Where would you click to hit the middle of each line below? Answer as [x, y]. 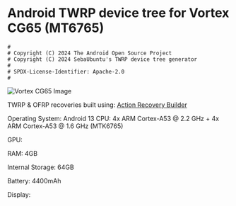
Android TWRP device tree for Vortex [118, 13]
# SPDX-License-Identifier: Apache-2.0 [66, 71]
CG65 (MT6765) [56, 28]
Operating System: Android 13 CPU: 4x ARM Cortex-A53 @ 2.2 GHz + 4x [113, 118]
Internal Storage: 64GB [41, 167]
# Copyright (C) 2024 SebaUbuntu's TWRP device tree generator [102, 59]
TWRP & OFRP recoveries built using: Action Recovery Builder [97, 105]
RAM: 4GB [22, 153]
